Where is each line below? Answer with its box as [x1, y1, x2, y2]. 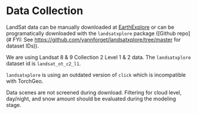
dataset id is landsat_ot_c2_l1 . [6, 60, 81, 67]
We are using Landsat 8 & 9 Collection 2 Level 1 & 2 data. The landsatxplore [6, 53, 191, 61]
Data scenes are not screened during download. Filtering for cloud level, [6, 89, 182, 96]
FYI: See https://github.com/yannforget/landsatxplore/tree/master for [12, 36, 181, 43]
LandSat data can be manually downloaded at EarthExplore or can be [6, 24, 175, 31]
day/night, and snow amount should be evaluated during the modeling [6, 95, 176, 102]
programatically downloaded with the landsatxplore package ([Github [6, 29, 176, 36]
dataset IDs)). [6, 42, 40, 49]
